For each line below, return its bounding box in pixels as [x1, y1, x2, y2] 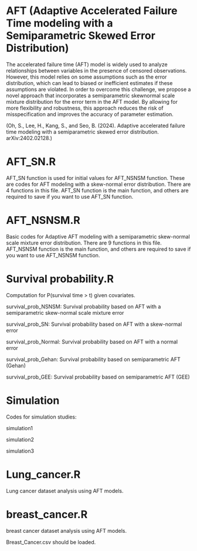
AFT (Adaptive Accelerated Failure [6, 4, 178, 18]
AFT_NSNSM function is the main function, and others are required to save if [6, 245, 191, 253]
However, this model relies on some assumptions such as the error [6, 73, 167, 80]
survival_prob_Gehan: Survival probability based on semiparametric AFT [6, 356, 181, 363]
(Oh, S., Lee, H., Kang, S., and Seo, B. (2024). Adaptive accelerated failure [6, 122, 186, 129]
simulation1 [6, 424, 33, 431]
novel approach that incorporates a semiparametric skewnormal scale [6, 92, 175, 99]
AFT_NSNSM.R [6, 214, 80, 227]
